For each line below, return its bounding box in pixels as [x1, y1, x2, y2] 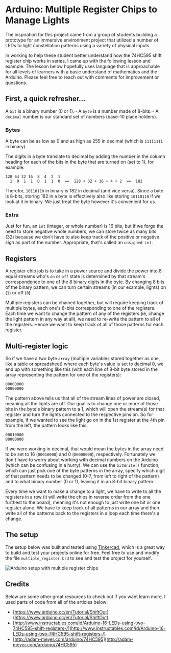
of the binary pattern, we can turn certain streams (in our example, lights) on [5, 284, 166, 290]
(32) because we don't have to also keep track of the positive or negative [5, 234, 160, 240]
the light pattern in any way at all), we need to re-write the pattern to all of [5, 316, 161, 322]
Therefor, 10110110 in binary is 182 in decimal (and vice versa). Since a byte [5, 188, 164, 194]
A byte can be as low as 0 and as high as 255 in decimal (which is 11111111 [5, 138, 163, 144]
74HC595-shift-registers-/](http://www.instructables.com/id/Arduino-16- [12, 625, 166, 631]
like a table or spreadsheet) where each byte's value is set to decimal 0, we [5, 361, 164, 367]
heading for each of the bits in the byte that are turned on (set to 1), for [5, 159, 154, 165]
